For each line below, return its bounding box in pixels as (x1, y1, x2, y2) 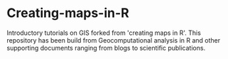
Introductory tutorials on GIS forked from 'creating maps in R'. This (6, 28, 202, 37)
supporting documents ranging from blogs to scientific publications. (6, 43, 206, 52)
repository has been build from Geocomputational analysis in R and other (6, 36, 221, 44)
